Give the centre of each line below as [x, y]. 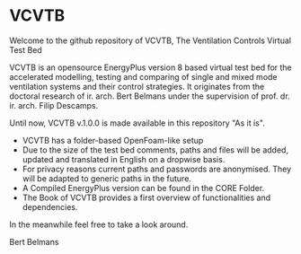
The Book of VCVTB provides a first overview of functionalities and [146, 197]
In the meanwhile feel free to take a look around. [99, 224]
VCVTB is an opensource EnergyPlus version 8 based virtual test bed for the [150, 67]
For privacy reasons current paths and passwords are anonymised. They [157, 169]
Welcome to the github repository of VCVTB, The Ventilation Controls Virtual [150, 40]
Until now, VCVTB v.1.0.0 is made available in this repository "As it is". [137, 123]
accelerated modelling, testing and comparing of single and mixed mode [143, 76]
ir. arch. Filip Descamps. [54, 105]
